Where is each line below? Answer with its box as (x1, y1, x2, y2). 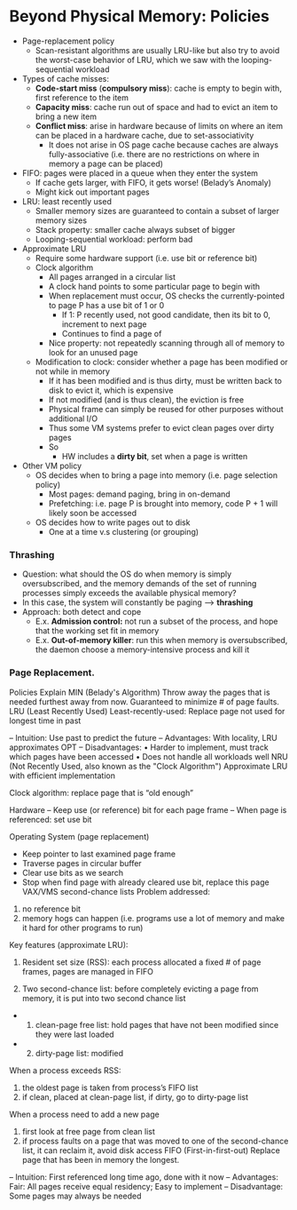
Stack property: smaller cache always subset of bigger (35, 224, 236, 235)
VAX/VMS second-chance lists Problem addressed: (21, 886, 211, 896)
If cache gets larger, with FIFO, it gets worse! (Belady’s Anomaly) (35, 177, 272, 187)
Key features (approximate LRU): (9, 939, 129, 950)
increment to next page (61, 318, 147, 330)
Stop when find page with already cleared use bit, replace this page (21, 877, 270, 888)
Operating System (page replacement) (9, 831, 150, 841)
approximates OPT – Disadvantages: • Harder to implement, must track (9, 742, 269, 752)
